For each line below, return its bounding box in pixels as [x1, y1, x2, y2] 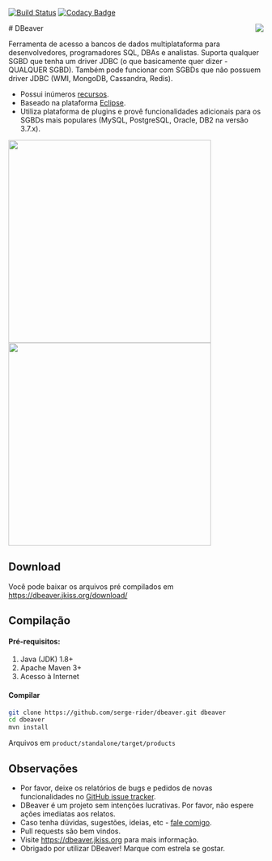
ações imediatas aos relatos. [19, 809, 116, 819]
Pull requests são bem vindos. [19, 826, 121, 836]
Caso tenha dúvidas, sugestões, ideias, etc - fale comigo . [19, 818, 212, 828]
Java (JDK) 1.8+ [19, 654, 74, 665]
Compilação [8, 613, 71, 628]
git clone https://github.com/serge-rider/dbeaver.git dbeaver [8, 708, 227, 717]
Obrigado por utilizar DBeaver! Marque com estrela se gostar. [19, 844, 225, 854]
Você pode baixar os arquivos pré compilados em [8, 581, 174, 592]
